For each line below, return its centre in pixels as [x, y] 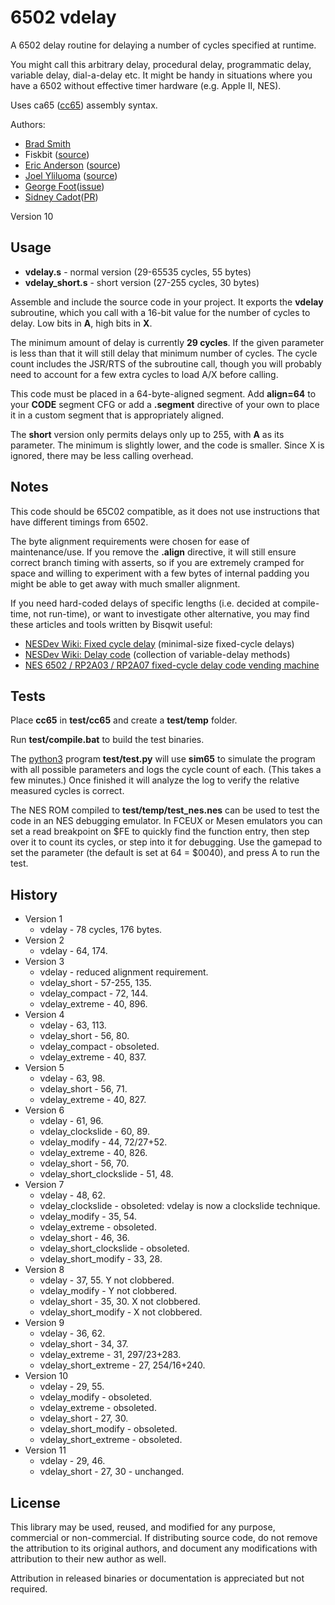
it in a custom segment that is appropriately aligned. [117, 415]
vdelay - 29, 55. [72, 1387]
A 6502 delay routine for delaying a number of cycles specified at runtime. [163, 45]
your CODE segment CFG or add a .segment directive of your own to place [165, 404]
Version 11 [45, 1450]
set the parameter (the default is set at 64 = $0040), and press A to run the [165, 853]
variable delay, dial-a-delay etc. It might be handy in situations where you [161, 75]
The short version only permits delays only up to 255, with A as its [147, 434]
